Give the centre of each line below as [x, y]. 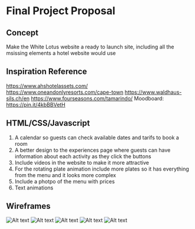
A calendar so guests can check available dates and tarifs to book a [97, 138]
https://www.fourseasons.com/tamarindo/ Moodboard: [97, 98]
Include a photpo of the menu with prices [65, 181]
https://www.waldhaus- [153, 92]
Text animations [34, 188]
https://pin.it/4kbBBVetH [36, 104]
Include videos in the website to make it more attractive [82, 162]
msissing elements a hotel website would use [61, 53]
